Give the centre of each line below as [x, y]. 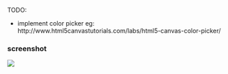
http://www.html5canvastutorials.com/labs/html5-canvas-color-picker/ [119, 31]
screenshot [27, 48]
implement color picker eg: [56, 23]
